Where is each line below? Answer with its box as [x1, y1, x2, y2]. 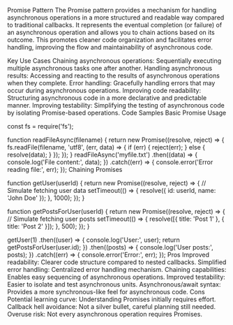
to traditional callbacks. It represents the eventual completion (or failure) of [7, 21, 223, 29]
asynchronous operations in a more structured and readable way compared [7, 13, 225, 22]
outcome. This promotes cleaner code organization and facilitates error [7, 36, 212, 44]
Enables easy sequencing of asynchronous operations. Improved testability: [7, 273, 225, 281]
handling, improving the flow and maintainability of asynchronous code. [7, 43, 213, 51]
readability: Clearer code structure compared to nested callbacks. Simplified [7, 258, 227, 266]
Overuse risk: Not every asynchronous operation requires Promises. [7, 310, 202, 318]
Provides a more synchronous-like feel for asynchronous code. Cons [7, 288, 205, 296]
